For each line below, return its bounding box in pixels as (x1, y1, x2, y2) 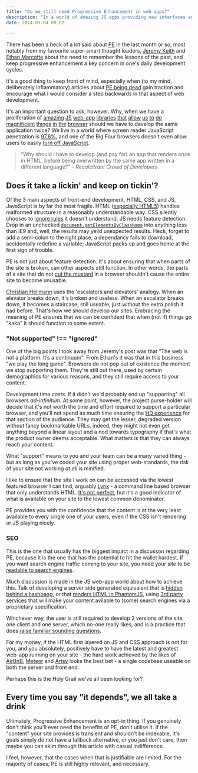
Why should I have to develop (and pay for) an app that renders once (22, 151, 190, 158)
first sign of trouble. (6, 247, 54, 254)
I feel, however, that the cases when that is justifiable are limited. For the (6, 753, 181, 761)
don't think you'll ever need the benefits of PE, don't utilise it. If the (6, 723, 168, 730)
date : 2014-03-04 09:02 (6, 20, 65, 25)
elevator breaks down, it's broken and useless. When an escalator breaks (6, 295, 184, 302)
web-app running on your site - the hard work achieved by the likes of (6, 651, 176, 658)
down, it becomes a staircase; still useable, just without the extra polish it (6, 301, 184, 308)
